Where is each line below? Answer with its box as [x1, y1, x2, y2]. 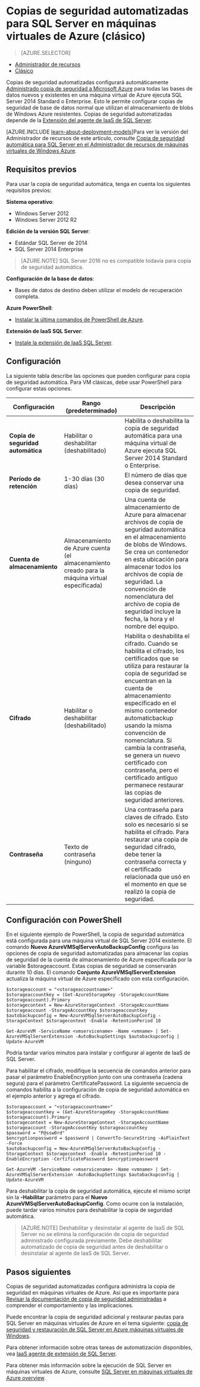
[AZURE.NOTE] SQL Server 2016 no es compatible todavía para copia [20, 257, 192, 264]
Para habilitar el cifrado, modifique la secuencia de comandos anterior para [6, 1067, 191, 1074]
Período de [9, 474, 41, 483]
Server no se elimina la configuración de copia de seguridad [20, 1231, 169, 1238]
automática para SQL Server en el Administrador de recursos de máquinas [6, 141, 189, 148]
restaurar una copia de [124, 835, 188, 843]
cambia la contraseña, [124, 743, 186, 752]
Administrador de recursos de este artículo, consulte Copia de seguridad [6, 134, 185, 141]
